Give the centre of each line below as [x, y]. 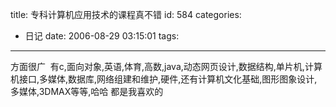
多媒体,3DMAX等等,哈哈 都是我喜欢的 [87, 91]
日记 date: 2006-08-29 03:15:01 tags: [102, 36]
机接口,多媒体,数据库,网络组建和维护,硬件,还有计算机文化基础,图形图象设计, [164, 79]
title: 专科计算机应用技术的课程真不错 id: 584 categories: [126, 14]
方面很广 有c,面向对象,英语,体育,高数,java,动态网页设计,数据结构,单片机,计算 [166, 66]
